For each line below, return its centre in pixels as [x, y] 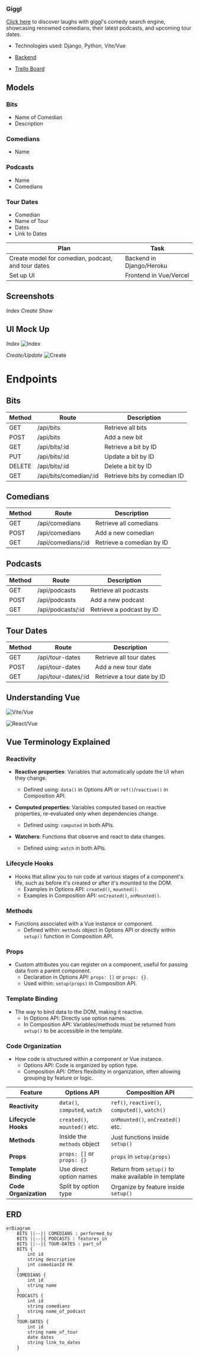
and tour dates [29, 266]
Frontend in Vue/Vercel [157, 275]
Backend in [141, 258]
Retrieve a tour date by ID [130, 677]
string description [52, 1259]
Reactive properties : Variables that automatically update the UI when [99, 772]
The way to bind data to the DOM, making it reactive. [79, 1012]
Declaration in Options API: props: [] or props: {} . [86, 977]
